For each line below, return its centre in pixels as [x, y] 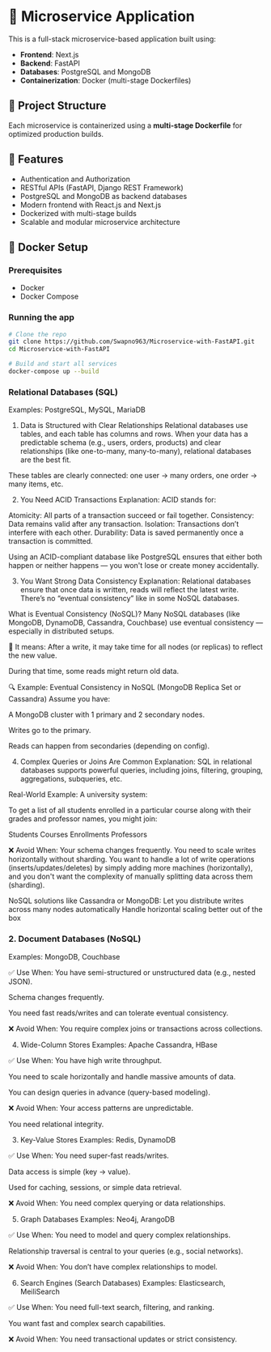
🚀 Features [36, 160]
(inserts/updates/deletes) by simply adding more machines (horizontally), [131, 868]
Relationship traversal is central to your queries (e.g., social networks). [126, 1251]
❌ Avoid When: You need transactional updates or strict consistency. [123, 1339]
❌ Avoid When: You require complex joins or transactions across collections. [135, 1028]
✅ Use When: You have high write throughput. [85, 1060]
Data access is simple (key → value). [70, 1172]
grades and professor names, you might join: [83, 819]
